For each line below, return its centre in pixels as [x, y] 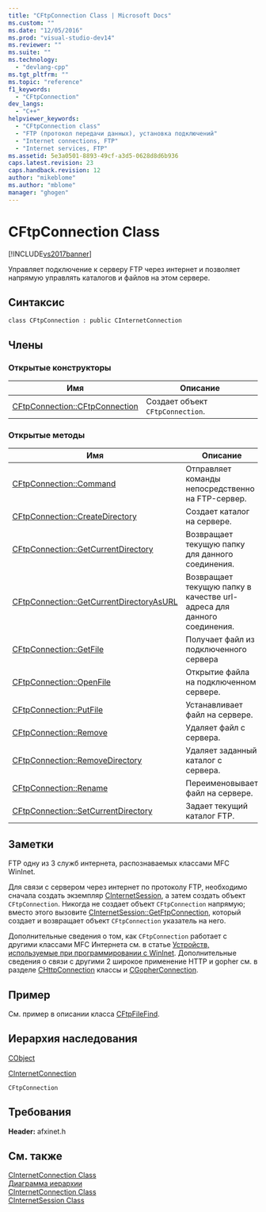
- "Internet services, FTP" [62, 148]
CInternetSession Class [46, 1200]
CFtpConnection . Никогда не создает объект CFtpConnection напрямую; [127, 904]
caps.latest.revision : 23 [51, 163]
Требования [40, 1112]
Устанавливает [214, 705]
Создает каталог [218, 512]
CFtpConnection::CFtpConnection [75, 407]
